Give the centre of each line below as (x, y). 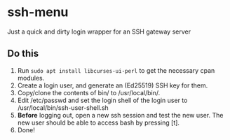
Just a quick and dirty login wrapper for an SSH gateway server (99, 31)
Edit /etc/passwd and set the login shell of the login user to (102, 100)
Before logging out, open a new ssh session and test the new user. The (120, 115)
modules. (31, 78)
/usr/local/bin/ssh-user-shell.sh (63, 107)
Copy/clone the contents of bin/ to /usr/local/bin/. (89, 92)
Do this (23, 54)
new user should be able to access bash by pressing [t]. (99, 122)
